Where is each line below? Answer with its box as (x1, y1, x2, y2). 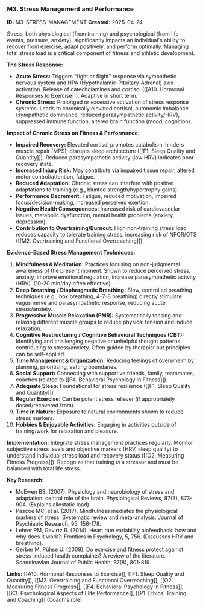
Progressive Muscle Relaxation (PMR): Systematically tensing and (15, 312, 183, 319)
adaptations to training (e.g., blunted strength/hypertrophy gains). (15, 186, 180, 193)
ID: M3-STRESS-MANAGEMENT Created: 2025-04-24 (7, 19, 143, 26)
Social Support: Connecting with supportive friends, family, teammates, (15, 370, 195, 377)
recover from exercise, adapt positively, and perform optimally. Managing (7, 43, 189, 50)
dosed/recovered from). (15, 402, 75, 409)
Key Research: (7, 476, 45, 484)
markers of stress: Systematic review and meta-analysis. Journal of (15, 514, 184, 521)
